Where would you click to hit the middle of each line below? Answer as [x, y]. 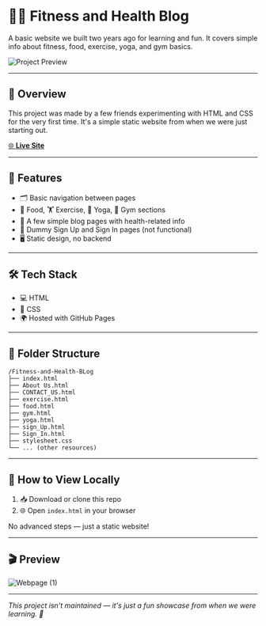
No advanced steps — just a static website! [79, 526]
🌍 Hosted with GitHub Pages [67, 318]
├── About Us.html [38, 386]
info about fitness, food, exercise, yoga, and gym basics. [101, 46]
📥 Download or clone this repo [70, 499]
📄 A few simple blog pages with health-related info [102, 221]
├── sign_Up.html [37, 427]
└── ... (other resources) [53, 448]
